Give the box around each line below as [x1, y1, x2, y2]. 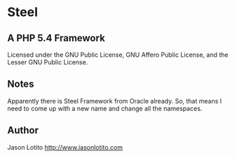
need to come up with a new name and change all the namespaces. [7, 104, 203, 113]
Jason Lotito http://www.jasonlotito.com [7, 143, 123, 151]
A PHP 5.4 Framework [7, 32, 105, 44]
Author [7, 124, 39, 136]
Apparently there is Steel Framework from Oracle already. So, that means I [7, 96, 222, 105]
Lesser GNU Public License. [7, 58, 88, 66]
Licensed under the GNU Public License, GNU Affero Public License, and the [7, 50, 229, 59]
